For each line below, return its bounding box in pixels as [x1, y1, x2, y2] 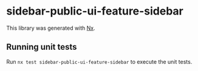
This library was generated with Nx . [6, 24, 95, 32]
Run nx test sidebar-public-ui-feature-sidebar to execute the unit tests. [6, 58, 193, 65]
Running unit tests [6, 42, 77, 52]
